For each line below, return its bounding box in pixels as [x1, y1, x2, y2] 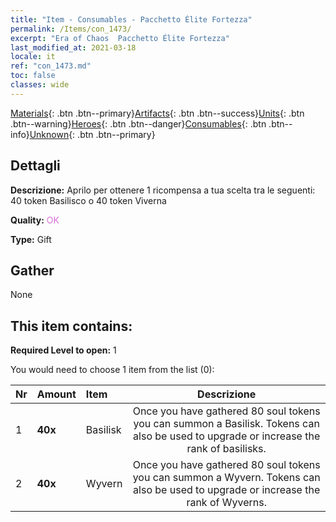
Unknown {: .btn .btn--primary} [29, 128, 156, 140]
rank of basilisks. [186, 442, 267, 456]
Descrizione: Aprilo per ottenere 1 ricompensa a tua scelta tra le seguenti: [10, 184, 316, 196]
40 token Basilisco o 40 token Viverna [10, 194, 167, 206]
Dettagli [10, 157, 61, 175]
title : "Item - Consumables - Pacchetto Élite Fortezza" [10, 14, 253, 25]
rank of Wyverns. [186, 496, 267, 510]
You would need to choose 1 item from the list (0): [10, 364, 215, 376]
